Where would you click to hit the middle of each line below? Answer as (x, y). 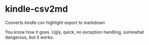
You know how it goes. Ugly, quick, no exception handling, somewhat (75, 32)
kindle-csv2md (37, 9)
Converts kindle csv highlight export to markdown (55, 22)
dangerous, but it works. (29, 37)
